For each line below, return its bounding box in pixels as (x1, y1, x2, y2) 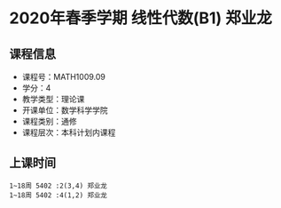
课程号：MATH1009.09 (21, 72, 106, 82)
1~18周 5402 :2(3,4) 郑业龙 (9, 181, 108, 190)
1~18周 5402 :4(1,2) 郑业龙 (9, 190, 108, 200)
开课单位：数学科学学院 (21, 105, 108, 116)
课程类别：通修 (21, 116, 77, 126)
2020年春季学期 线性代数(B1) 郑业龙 (9, 8, 273, 28)
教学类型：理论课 (21, 94, 85, 104)
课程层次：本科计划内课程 (21, 127, 116, 138)
